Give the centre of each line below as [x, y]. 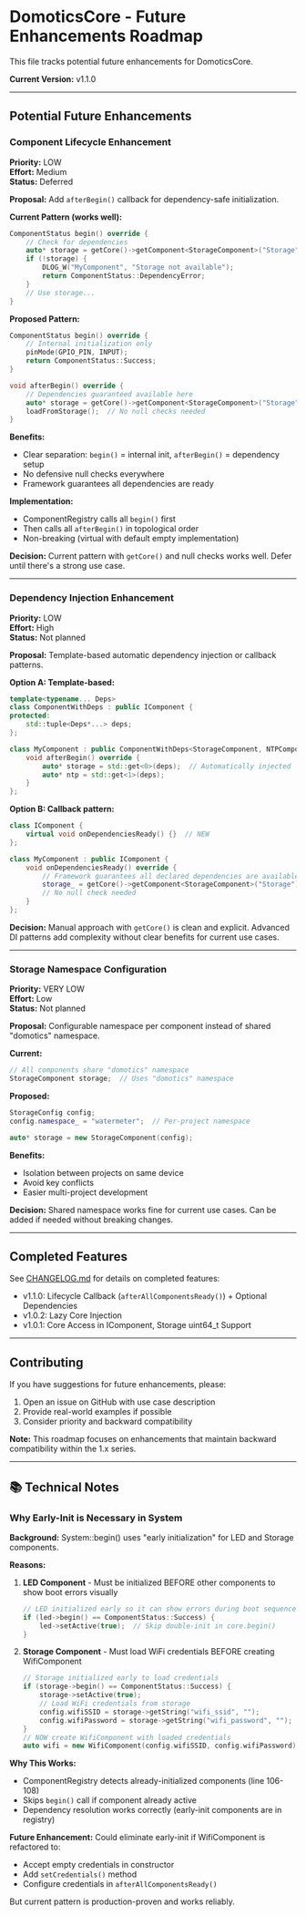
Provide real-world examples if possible [97, 1412]
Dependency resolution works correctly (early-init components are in [152, 1810]
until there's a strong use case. [67, 566]
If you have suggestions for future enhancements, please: [118, 1385]
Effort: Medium [38, 171]
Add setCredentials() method [80, 1874]
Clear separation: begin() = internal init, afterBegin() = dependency [151, 455]
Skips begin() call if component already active [110, 1800]
